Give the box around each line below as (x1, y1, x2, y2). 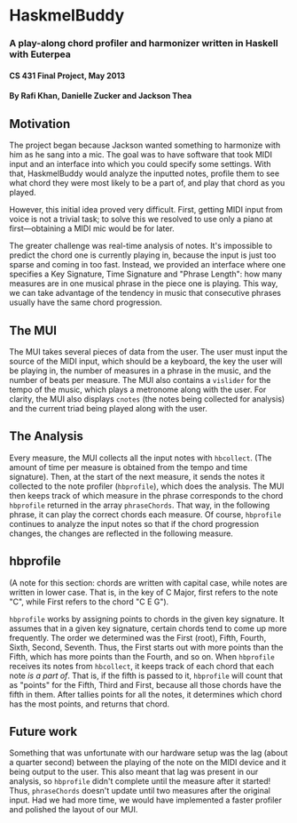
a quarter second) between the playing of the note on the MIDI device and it (9, 757, 286, 768)
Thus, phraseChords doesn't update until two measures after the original (9, 786, 270, 796)
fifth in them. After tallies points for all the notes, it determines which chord (9, 689, 282, 699)
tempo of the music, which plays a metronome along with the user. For (9, 384, 267, 395)
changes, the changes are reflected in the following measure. (9, 528, 233, 539)
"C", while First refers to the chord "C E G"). (9, 596, 169, 607)
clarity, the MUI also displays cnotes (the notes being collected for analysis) (9, 393, 285, 404)
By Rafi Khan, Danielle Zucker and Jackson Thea (9, 91, 192, 101)
